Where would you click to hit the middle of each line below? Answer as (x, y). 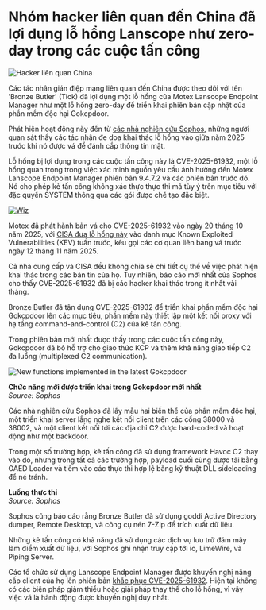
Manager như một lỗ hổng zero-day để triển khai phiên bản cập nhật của (127, 105)
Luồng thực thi (33, 492)
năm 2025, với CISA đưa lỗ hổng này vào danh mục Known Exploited (120, 234)
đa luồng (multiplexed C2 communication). (78, 356)
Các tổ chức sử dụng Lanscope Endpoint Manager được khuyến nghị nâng (130, 572)
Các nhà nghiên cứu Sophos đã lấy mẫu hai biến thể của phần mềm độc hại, (133, 411)
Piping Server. (31, 557)
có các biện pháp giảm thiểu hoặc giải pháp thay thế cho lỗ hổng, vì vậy (126, 589)
